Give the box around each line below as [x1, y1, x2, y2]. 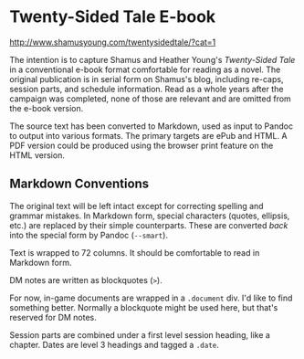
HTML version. [9, 149, 66, 161]
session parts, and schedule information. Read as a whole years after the [9, 83, 284, 94]
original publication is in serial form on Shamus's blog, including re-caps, [9, 73, 284, 84]
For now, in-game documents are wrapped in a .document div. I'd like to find [9, 292, 293, 303]
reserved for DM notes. [9, 311, 98, 322]
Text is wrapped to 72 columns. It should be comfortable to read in [9, 247, 260, 258]
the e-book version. [9, 102, 84, 113]
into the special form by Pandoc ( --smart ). [9, 229, 169, 240]
